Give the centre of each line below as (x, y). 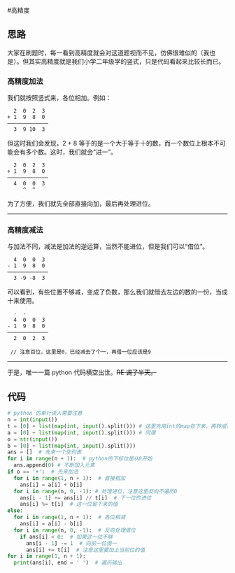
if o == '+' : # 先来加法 (43, 472)
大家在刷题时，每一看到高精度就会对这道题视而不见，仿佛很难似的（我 (108, 52)
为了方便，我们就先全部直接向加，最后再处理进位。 (81, 204)
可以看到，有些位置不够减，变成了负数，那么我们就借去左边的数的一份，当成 (117, 292)
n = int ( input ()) (33, 420)
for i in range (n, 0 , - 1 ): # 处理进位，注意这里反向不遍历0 (95, 491)
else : (15, 511)
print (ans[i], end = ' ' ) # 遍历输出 (68, 563)
